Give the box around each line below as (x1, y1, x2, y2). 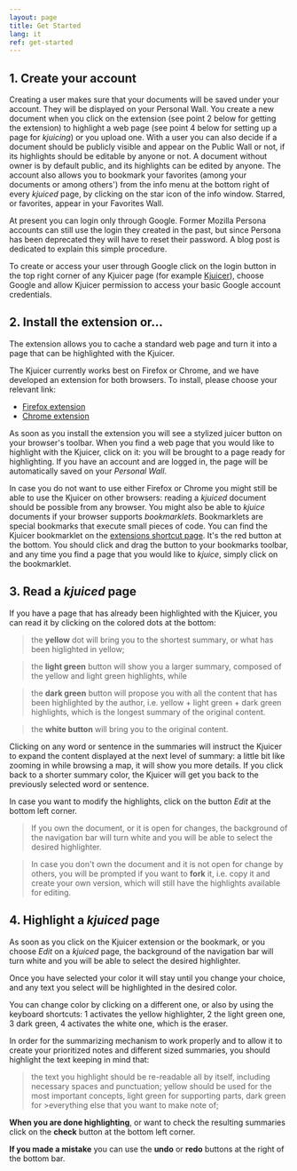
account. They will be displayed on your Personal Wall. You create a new (9, 104, 275, 115)
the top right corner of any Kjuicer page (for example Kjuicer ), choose (9, 270, 264, 281)
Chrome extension (21, 410, 90, 421)
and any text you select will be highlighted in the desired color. (9, 982, 238, 992)
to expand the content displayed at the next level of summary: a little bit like (9, 750, 285, 761)
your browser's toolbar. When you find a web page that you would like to (9, 437, 275, 448)
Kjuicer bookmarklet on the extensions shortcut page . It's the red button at (9, 530, 282, 540)
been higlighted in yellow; (30, 643, 125, 654)
